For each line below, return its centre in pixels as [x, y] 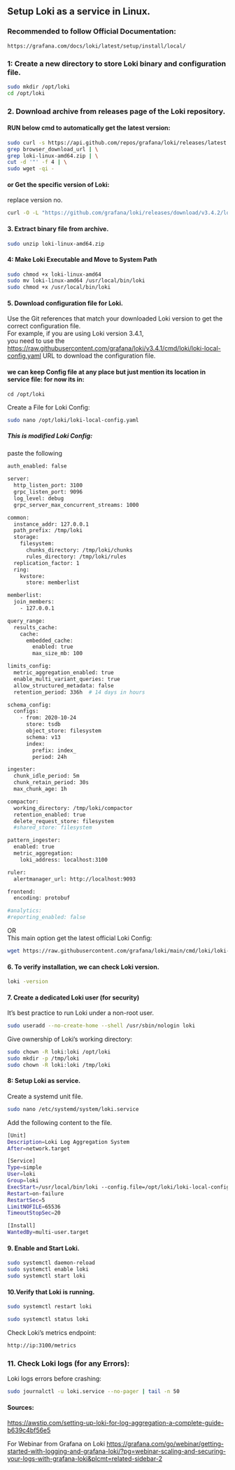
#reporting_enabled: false [47, 917]
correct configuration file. [44, 326]
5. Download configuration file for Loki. [65, 303]
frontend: [22, 892]
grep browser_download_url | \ [53, 149]
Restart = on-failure [36, 1193]
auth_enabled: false [37, 466]
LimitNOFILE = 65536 [34, 1207]
